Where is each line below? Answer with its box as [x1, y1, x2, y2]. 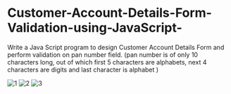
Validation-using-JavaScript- [7, 20, 183, 36]
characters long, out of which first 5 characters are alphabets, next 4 [7, 58, 207, 66]
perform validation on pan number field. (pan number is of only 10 [7, 51, 199, 59]
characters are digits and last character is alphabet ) [7, 65, 159, 74]
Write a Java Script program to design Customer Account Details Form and [7, 43, 225, 51]
